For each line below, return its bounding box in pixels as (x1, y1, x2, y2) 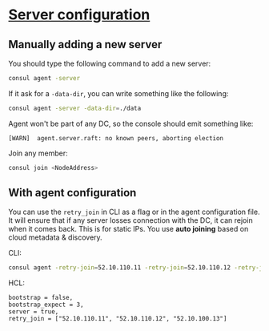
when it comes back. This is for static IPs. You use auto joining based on (8, 224, 249, 234)
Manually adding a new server (8, 38, 163, 51)
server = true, (8, 308, 59, 316)
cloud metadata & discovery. (8, 232, 102, 242)
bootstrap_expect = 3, (8, 301, 84, 309)
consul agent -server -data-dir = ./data (8, 104, 142, 112)
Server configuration (8, 6, 151, 24)
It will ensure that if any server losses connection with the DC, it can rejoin (8, 216, 254, 225)
